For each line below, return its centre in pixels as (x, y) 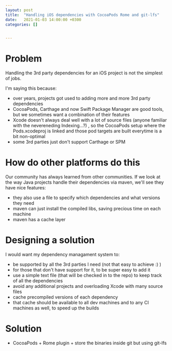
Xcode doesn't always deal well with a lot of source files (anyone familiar (90, 120)
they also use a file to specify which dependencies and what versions (86, 198)
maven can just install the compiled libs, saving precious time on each (87, 209)
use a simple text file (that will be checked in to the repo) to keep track (87, 276)
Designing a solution (50, 240)
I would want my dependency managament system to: (62, 255)
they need (23, 203)
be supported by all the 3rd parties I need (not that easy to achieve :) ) (87, 264)
